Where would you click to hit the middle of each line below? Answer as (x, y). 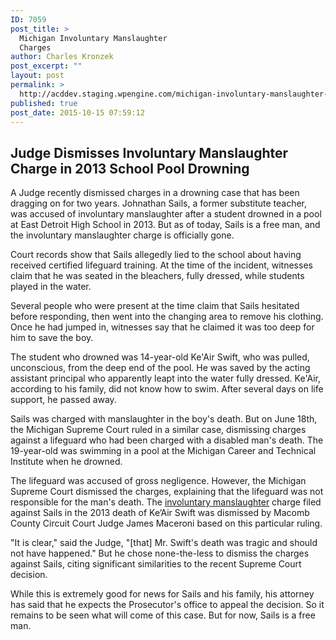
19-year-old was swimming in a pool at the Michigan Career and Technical (163, 451)
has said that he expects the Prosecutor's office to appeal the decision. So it (167, 605)
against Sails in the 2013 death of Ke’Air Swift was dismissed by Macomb (160, 513)
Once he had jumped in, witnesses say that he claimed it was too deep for (162, 327)
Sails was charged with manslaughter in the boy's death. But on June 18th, (164, 419)
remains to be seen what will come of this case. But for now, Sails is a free (163, 615)
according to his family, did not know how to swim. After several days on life (167, 389)
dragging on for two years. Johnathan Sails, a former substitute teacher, (159, 203)
